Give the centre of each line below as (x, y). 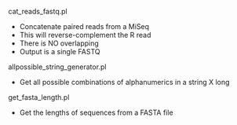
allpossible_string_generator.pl (57, 67)
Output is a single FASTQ (60, 51)
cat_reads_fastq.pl (38, 11)
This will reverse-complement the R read (85, 35)
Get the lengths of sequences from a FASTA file (97, 112)
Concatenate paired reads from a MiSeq (84, 26)
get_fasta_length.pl (39, 97)
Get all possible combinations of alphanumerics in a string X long (124, 82)
